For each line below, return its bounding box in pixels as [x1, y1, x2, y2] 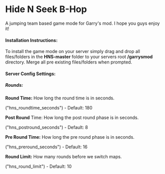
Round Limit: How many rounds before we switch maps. [5, 153, 122, 159]
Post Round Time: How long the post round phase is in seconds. [5, 114, 139, 121]
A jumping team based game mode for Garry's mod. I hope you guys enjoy [5, 20, 160, 26]
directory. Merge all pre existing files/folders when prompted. [5, 59, 132, 65]
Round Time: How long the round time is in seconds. [5, 95, 115, 101]
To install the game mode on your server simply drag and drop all [5, 48, 140, 54]
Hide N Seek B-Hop [5, 4, 87, 15]
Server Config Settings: [5, 71, 56, 77]
